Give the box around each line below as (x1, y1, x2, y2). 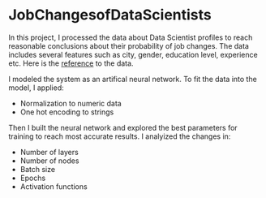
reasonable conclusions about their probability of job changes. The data (8, 41, 250, 50)
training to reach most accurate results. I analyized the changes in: (8, 131, 231, 141)
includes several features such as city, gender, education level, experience (8, 49, 258, 59)
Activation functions (19, 181, 88, 192)
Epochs (19, 173, 46, 183)
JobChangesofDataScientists (8, 6, 212, 24)
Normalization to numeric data (19, 98, 122, 108)
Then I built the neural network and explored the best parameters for (8, 123, 238, 132)
